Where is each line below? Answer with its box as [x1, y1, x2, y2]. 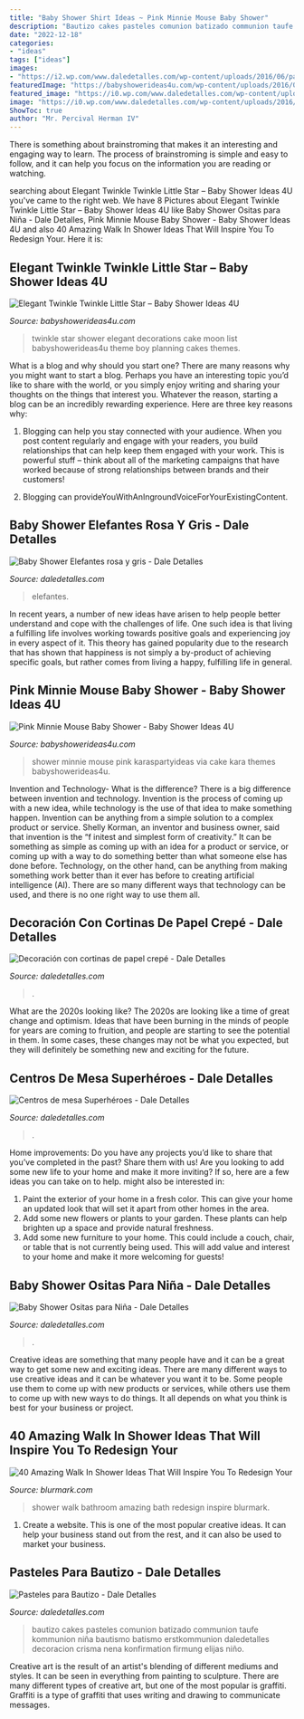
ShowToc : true [9, 106, 63, 115]
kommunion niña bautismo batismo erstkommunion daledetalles [31, 1633, 270, 1644]
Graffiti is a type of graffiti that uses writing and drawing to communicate [9, 1689, 280, 1700]
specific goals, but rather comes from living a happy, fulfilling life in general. [9, 656, 292, 667]
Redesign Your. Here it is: [9, 234, 104, 244]
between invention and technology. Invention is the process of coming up [9, 793, 283, 804]
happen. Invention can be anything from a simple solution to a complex [9, 812, 274, 823]
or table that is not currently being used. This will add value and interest [22, 1242, 290, 1253]
